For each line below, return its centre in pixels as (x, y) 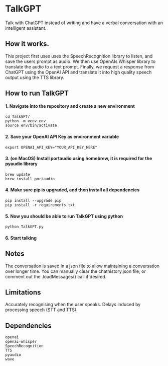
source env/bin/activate (31, 126)
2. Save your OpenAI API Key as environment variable (62, 136)
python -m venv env (26, 121)
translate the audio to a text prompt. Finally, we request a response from (80, 66)
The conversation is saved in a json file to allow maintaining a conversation (82, 266)
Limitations (23, 292)
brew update (18, 174)
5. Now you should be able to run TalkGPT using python (64, 216)
